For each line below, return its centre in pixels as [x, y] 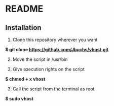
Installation [23, 28]
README [24, 9]
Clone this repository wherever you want [55, 40]
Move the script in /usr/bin [40, 59]
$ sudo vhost [20, 99]
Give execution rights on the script [48, 69]
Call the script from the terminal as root [53, 89]
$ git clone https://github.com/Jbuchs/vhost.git [57, 49]
